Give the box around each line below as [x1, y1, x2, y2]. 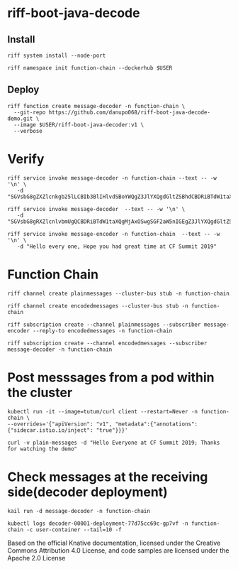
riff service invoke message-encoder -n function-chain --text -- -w [7, 230, 220, 237]
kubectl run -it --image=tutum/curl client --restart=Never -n [7, 408, 198, 415]
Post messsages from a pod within [7, 369, 215, 385]
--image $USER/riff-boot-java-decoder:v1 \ [13, 121, 144, 129]
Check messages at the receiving [7, 469, 208, 484]
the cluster [7, 384, 73, 401]
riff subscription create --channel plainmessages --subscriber [7, 321, 201, 328]
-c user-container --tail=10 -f [25, 526, 122, 533]
